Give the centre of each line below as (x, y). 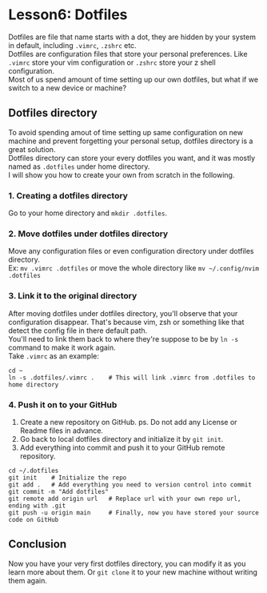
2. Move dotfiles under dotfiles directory (88, 234)
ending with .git (37, 506)
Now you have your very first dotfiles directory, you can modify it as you (127, 563)
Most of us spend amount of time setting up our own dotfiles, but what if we (133, 79)
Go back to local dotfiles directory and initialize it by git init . (122, 439)
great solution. (32, 149)
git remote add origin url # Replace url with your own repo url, (125, 499)
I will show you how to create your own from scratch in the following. (122, 174)
